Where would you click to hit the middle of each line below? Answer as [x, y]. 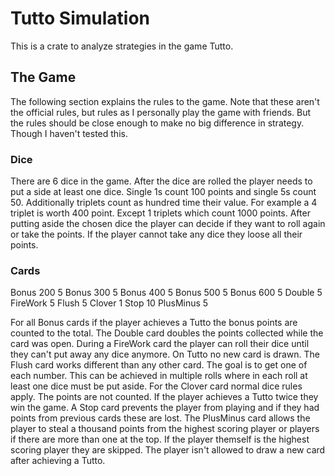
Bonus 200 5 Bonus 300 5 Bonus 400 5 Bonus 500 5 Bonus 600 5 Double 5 [166, 293]
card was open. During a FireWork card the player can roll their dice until [160, 344]
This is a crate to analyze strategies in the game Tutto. [122, 46]
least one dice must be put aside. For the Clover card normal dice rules [156, 386]
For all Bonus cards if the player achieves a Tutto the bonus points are [154, 323]
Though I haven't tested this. [69, 133]
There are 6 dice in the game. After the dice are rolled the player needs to [161, 181]
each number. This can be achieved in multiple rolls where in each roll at [159, 376]
